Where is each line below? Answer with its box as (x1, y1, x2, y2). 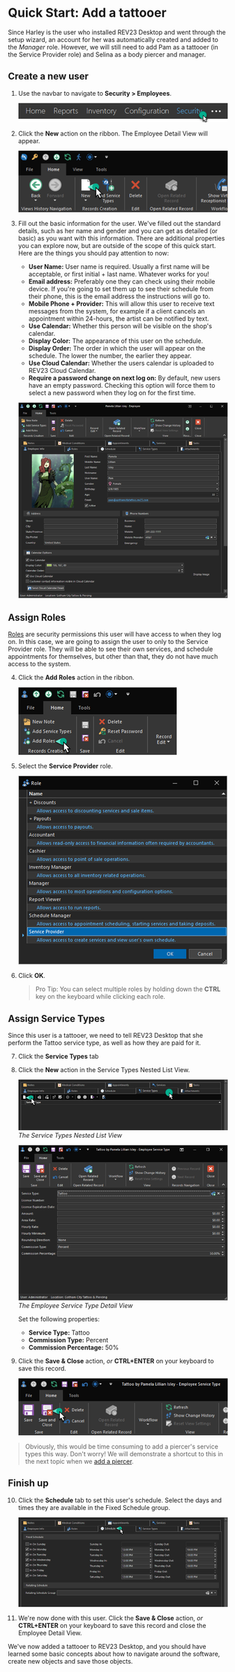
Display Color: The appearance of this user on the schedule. (28, 337, 204, 345)
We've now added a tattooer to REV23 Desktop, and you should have (8, 1642, 206, 1650)
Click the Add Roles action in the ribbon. (17, 673, 135, 682)
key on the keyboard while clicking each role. (35, 992, 166, 1001)
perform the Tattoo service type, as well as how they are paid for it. (8, 1039, 202, 1047)
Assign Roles (8, 612, 66, 624)
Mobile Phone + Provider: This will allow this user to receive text (28, 299, 215, 308)
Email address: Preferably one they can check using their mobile (28, 277, 215, 286)
